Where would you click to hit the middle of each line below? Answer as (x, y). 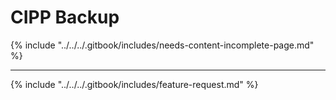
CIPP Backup (65, 17)
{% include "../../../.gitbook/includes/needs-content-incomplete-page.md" (162, 45)
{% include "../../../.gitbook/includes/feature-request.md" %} (134, 84)
